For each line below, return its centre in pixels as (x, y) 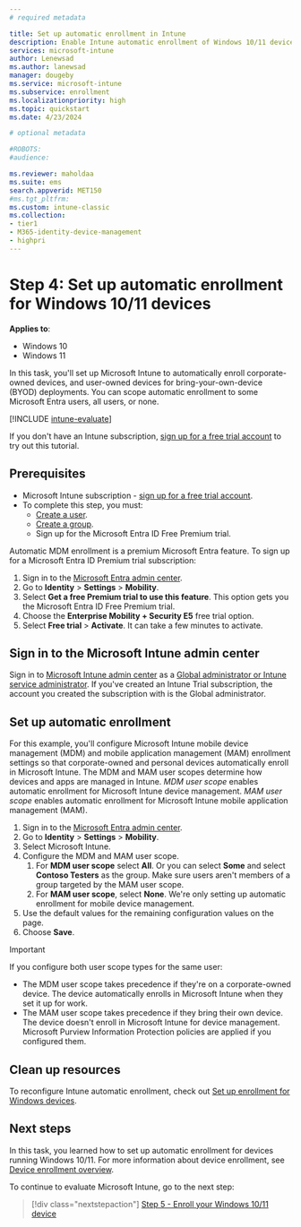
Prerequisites (47, 474)
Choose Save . (48, 932)
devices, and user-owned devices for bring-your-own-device (149, 382)
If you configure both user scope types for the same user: (116, 967)
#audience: (30, 158)
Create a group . (64, 524)
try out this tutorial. (44, 445)
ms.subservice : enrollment (60, 92)
